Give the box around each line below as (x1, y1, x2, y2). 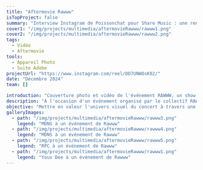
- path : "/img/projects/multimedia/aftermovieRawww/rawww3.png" (11, 115, 177, 121)
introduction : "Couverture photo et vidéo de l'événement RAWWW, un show (6, 93, 196, 99)
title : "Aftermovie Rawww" (6, 8, 74, 15)
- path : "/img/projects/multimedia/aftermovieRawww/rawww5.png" (11, 137, 177, 143)
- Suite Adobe (11, 65, 47, 71)
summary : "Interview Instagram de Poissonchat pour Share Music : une (6, 20, 188, 26)
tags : (6, 37, 20, 43)
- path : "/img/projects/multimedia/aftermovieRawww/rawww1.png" (11, 148, 177, 154)
